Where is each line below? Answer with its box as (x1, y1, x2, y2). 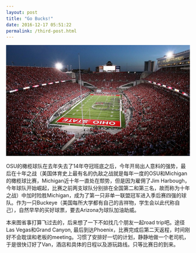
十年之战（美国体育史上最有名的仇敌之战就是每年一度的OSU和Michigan (16, 170, 188, 177)
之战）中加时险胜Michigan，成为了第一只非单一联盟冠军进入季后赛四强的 (6, 192, 182, 199)
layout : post (6, 9, 38, 15)
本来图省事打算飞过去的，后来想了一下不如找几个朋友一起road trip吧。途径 (6, 218, 185, 225)
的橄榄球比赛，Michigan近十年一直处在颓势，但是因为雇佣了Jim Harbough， (6, 177, 190, 184)
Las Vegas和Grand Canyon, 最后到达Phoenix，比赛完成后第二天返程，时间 (6, 226, 185, 233)
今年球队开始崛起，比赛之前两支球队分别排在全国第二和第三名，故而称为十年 (6, 184, 190, 192)
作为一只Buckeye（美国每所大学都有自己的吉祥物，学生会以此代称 (16, 199, 175, 206)
